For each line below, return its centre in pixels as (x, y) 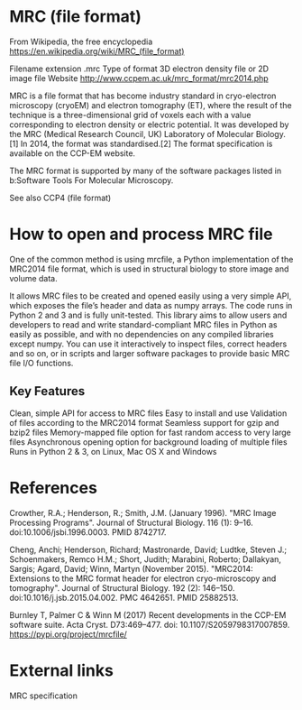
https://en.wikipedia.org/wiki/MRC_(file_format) (97, 51)
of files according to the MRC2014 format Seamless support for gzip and (144, 422)
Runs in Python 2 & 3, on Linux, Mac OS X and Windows (113, 451)
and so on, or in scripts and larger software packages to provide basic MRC (150, 353)
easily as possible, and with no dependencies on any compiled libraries (142, 334)
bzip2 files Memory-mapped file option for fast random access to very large (150, 432)
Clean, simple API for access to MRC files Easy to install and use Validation (148, 413)
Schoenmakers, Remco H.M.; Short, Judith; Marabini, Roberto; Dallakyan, (146, 559)
